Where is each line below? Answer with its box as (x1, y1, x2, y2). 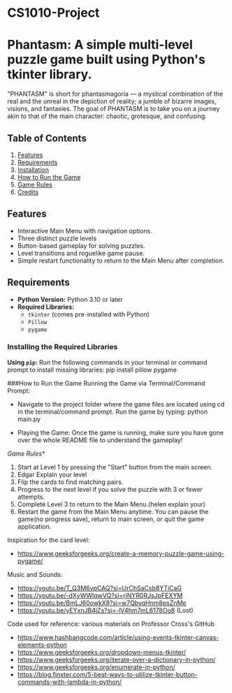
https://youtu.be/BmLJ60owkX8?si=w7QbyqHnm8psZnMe (17, 599, 187, 607)
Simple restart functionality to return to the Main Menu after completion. (17, 256, 225, 265)
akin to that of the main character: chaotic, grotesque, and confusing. (7, 112, 208, 120)
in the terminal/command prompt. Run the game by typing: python (17, 407, 208, 416)
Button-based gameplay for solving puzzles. (17, 241, 145, 249)
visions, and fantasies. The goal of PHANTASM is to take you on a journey (7, 105, 220, 113)
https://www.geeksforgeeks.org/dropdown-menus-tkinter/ (17, 648, 187, 656)
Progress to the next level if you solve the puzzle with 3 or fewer (17, 485, 203, 493)
